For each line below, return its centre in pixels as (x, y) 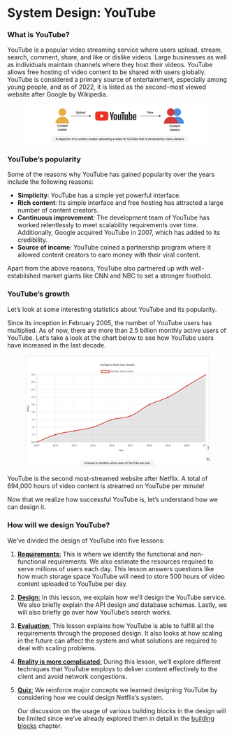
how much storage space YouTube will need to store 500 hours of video (121, 576)
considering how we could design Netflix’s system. (90, 697)
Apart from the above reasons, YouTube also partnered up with (98, 269)
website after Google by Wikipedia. (58, 94)
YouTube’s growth (38, 294)
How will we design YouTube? (59, 525)
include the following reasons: (51, 182)
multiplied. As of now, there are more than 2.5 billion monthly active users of (117, 330)
